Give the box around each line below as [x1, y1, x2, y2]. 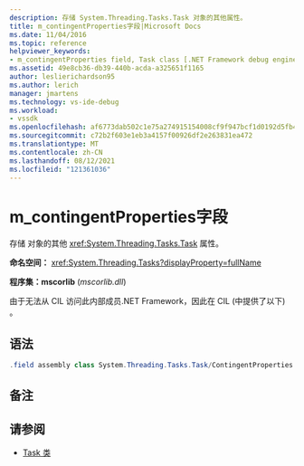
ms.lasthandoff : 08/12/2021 [9, 156, 116, 166]
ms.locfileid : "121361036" [9, 165, 111, 174]
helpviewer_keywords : [9, 47, 91, 56]
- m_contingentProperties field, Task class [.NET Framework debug [9, 55, 270, 64]
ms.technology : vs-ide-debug [9, 97, 119, 107]
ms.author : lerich [9, 81, 79, 90]
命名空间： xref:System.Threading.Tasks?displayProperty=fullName [9, 257, 262, 268]
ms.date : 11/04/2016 [9, 30, 88, 39]
